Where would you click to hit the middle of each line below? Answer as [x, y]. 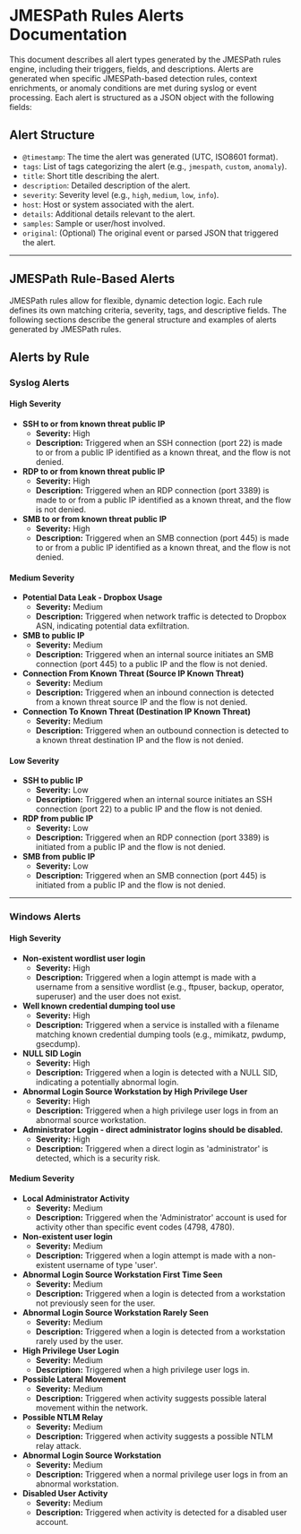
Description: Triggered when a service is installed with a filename [157, 1024]
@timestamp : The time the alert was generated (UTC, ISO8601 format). [150, 157]
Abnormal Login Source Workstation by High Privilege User [135, 1091]
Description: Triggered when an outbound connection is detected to [162, 731]
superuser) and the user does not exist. [108, 996]
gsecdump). [58, 1043]
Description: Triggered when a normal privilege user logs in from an [162, 1474]
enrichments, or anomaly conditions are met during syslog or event [133, 88]
